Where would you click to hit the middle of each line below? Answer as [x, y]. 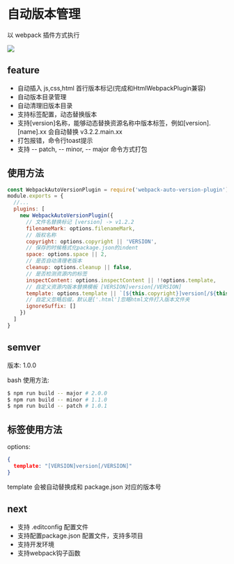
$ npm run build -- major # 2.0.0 [57, 393]
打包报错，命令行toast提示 [55, 140]
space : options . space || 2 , [67, 254]
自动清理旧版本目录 [45, 105]
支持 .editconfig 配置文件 [53, 526]
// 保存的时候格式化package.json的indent [82, 248]
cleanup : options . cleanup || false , [79, 268]
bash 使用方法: [29, 380]
